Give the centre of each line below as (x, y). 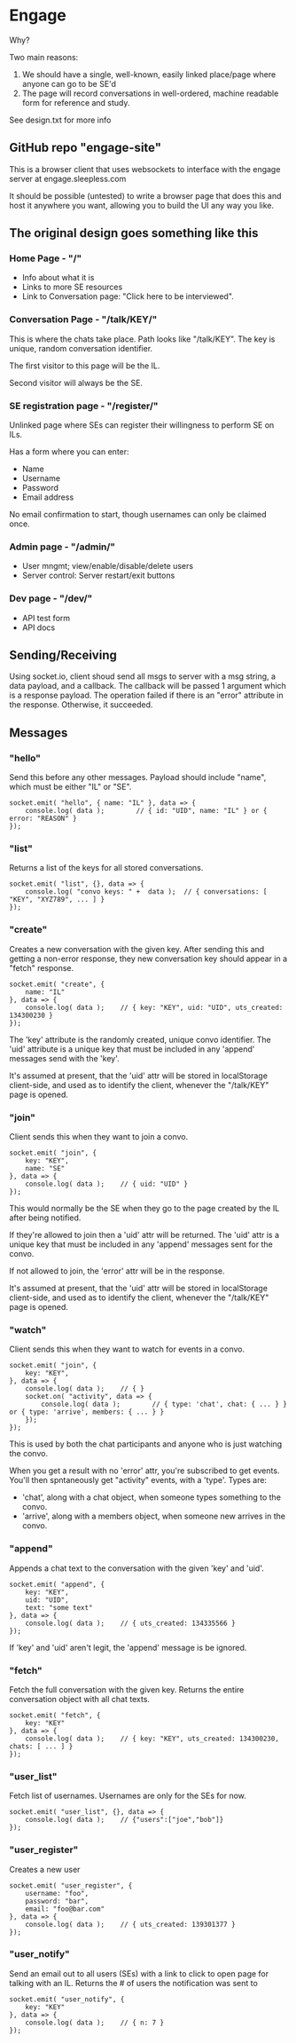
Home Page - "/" (46, 258)
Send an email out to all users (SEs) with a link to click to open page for (139, 1973)
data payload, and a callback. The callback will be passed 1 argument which (148, 686)
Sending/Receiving (63, 655)
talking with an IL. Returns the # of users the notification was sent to (134, 1983)
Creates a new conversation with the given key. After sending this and (137, 949)
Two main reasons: (44, 57)
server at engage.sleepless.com (68, 178)
